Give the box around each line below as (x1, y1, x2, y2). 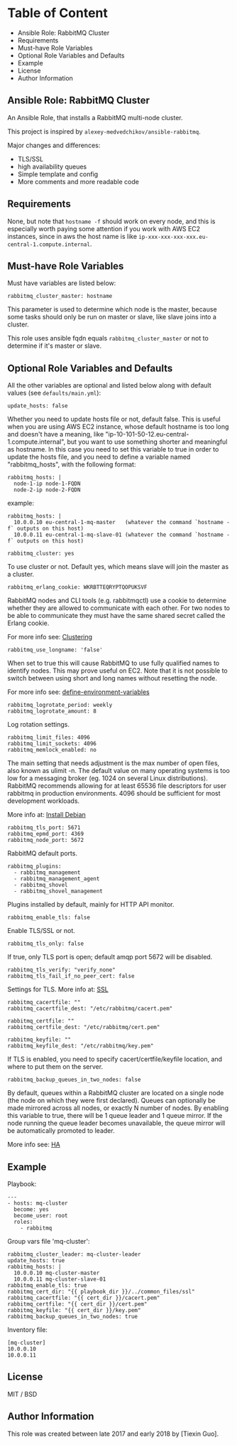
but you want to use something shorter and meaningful (67, 437, 228, 446)
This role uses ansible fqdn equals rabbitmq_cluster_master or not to (7, 334, 209, 343)
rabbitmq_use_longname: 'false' (7, 646, 103, 654)
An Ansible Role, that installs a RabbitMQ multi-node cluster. (7, 113, 183, 122)
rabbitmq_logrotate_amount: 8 (7, 708, 97, 715)
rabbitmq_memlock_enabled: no (7, 747, 97, 754)
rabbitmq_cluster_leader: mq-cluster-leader (7, 1251, 141, 1258)
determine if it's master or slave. (7, 341, 102, 350)
